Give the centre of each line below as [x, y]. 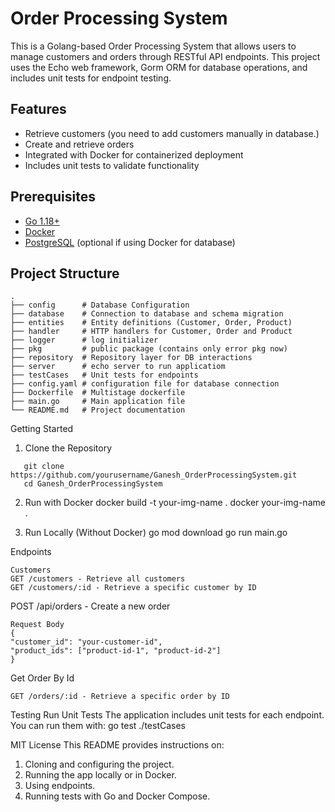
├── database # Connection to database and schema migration [147, 314]
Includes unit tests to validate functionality [112, 165]
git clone [44, 467]
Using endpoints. [60, 786]
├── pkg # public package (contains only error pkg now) [149, 349]
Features [38, 109]
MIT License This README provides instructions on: [117, 745]
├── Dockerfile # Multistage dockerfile [98, 393]
